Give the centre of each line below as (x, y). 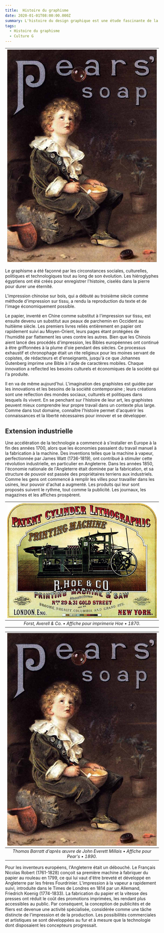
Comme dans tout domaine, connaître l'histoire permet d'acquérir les (74, 410)
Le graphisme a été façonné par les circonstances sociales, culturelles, (76, 271)
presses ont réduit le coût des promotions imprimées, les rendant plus (75, 898)
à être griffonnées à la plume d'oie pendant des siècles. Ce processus (75, 348)
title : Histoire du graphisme (37, 10)
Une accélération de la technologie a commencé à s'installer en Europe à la (81, 443)
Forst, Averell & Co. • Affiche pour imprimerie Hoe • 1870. (82, 623)
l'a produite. (17, 374)
